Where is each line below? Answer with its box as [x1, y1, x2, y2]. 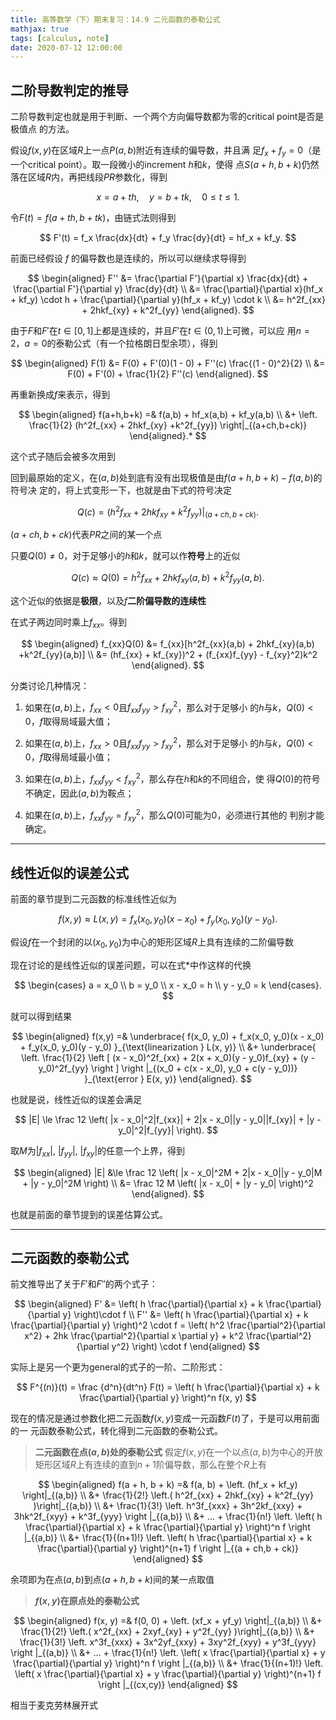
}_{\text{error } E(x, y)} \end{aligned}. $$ [83, 1072, 253, 1085]
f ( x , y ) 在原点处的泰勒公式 [34, 1595, 140, 1607]
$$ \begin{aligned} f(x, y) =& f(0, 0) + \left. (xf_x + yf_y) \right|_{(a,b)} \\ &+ [13, 1615, 323, 1627]
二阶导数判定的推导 [10, 82, 129, 99]
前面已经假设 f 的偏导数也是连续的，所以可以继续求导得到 [10, 252, 247, 264]
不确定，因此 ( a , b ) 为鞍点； [24, 787, 135, 799]
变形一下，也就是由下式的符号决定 [91, 484, 232, 496]
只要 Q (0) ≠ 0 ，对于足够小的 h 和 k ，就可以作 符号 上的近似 [10, 550, 241, 562]
